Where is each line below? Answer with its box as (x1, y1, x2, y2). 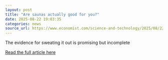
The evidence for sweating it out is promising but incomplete (5, 39, 130, 45)
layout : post (5, 7, 32, 12)
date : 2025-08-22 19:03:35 (5, 16, 61, 21)
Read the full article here (5, 49, 56, 55)
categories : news (5, 21, 41, 26)
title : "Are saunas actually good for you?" (5, 12, 99, 17)
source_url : (5, 26, 30, 31)
